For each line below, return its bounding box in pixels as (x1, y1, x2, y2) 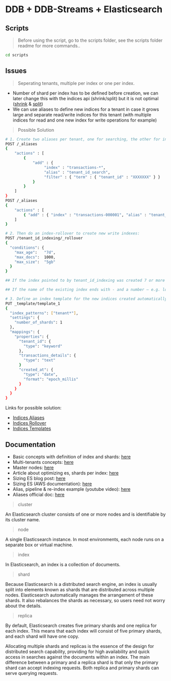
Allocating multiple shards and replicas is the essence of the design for (5, 643, 154, 649)
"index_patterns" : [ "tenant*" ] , (10, 310, 79, 316)
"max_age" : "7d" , (14, 250, 56, 255)
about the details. (5, 603, 42, 609)
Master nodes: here (12, 464, 54, 470)
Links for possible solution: (5, 405, 62, 411)
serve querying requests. (5, 670, 58, 676)
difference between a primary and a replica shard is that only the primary (5, 660, 159, 665)
